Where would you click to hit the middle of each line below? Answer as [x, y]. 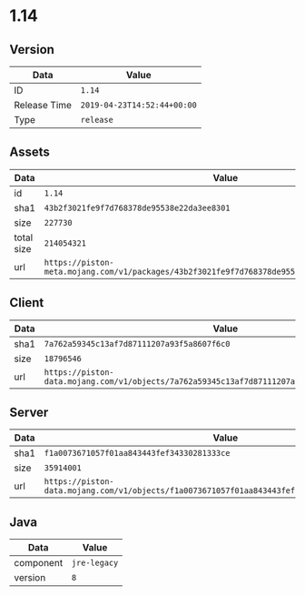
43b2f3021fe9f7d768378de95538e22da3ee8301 [137, 207]
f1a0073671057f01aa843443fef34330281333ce [137, 453]
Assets [30, 152]
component [39, 563]
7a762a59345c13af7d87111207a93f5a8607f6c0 [137, 343]
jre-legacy [95, 563]
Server [29, 413]
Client [27, 303]
